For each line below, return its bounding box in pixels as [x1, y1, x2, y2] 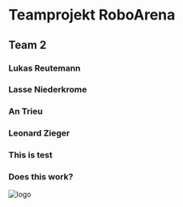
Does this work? [8, 171, 74, 183]
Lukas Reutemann [8, 63, 81, 74]
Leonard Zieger [8, 127, 70, 139]
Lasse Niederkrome [8, 84, 87, 95]
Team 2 [8, 38, 47, 52]
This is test [8, 149, 53, 161]
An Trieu [8, 106, 43, 117]
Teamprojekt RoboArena [8, 6, 176, 24]
